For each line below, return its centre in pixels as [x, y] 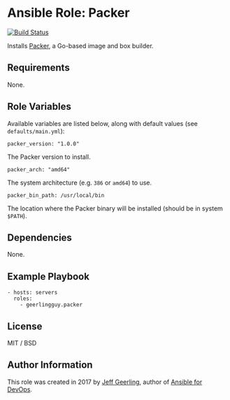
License [25, 326]
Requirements [38, 68]
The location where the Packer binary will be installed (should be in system [115, 208]
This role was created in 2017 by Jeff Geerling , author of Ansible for [105, 382]
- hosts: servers [33, 293]
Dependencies [39, 237]
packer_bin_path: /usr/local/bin [56, 195]
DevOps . [20, 389]
